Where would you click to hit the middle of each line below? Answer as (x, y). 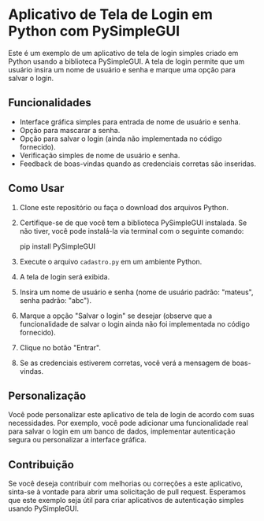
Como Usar (36, 188)
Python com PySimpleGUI (94, 31)
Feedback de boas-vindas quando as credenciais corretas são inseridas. (138, 164)
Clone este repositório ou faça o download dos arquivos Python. (124, 207)
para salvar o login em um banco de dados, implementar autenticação (122, 431)
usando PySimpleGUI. (43, 508)
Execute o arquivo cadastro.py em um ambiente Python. (111, 261)
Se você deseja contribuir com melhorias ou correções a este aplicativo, (125, 484)
